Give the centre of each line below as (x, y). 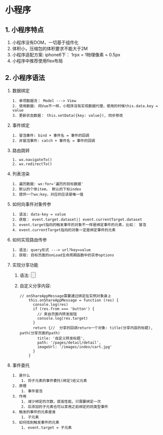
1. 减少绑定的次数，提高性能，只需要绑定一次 (61, 402)
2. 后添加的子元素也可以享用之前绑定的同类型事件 (65, 407)
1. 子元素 (30, 417)
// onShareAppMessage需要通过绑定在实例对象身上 (65, 296)
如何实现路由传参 (29, 240)
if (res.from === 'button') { (64, 309)
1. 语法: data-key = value (39, 214)
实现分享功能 (25, 265)
